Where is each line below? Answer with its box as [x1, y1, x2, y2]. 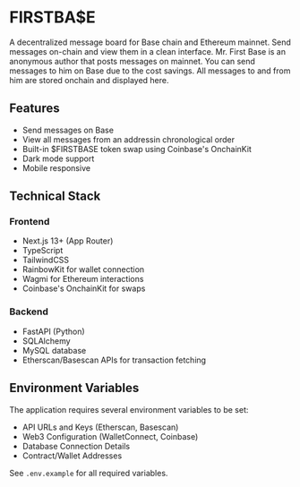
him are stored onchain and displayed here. [9, 74, 169, 85]
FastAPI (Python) [21, 326, 85, 337]
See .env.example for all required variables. [9, 467, 168, 478]
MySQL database [21, 345, 87, 355]
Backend [9, 305, 49, 318]
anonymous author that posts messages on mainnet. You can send [9, 56, 255, 66]
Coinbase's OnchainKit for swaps [21, 283, 146, 294]
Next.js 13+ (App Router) [21, 235, 114, 246]
